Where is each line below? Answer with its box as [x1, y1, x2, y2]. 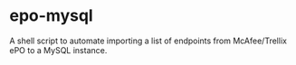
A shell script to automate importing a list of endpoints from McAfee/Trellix [9, 35, 288, 46]
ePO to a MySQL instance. [9, 44, 108, 55]
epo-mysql [9, 5, 93, 26]
